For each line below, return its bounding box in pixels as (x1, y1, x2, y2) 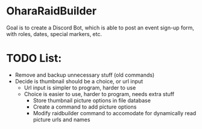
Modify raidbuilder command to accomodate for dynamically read (33, 109, 197, 116)
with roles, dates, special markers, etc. (6, 30, 103, 37)
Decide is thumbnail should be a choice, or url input (14, 77, 144, 85)
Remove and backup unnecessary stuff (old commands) (14, 71, 155, 79)
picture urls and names (33, 116, 90, 123)
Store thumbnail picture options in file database (33, 97, 151, 104)
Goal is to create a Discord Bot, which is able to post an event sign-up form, (6, 24, 195, 31)
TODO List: (6, 52, 62, 65)
